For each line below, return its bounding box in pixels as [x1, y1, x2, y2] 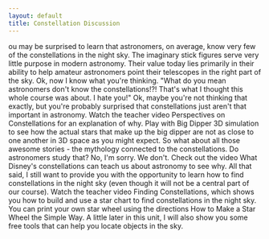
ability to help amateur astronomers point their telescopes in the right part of [8, 67, 262, 76]
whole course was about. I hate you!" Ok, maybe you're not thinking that [8, 93, 247, 102]
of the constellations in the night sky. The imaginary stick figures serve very [8, 50, 259, 60]
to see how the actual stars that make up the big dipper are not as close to [8, 126, 255, 137]
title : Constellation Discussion [8, 19, 120, 27]
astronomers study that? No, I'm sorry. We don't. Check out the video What [8, 152, 258, 162]
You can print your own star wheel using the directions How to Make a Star [8, 204, 256, 213]
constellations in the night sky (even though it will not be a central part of [8, 178, 250, 187]
